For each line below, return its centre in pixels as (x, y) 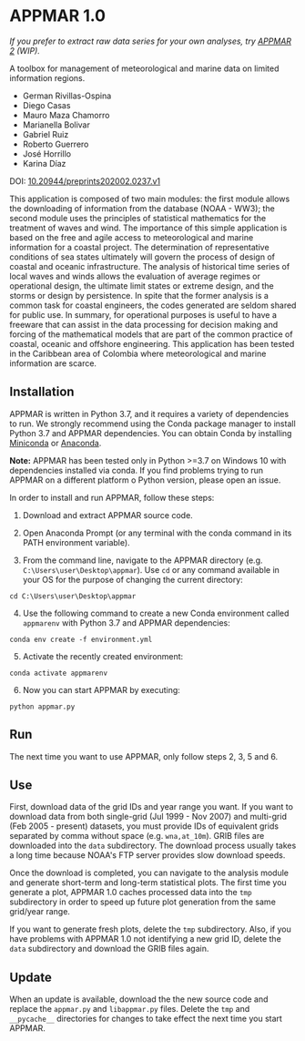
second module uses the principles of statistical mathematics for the (138, 218)
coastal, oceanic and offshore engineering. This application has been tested (152, 343)
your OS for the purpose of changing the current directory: (132, 579)
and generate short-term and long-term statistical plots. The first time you (148, 883)
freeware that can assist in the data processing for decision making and (144, 324)
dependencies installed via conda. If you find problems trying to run (137, 470)
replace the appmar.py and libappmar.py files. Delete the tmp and (130, 1009)
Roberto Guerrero (56, 144)
